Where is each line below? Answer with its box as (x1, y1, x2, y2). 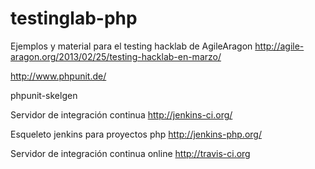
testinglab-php (10, 7, 138, 30)
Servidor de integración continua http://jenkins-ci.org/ (10, 108, 233, 121)
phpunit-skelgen (10, 89, 78, 101)
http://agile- (254, 40, 305, 52)
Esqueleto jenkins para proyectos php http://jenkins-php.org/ (10, 128, 262, 140)
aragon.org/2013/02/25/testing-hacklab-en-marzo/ (10, 50, 222, 62)
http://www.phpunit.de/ (10, 70, 107, 82)
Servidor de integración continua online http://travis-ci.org (10, 147, 251, 159)
